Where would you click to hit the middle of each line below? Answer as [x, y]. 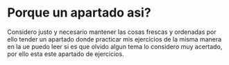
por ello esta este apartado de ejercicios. [66, 54]
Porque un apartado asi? [79, 13]
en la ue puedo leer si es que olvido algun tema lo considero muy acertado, [115, 46]
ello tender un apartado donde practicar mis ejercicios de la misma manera [114, 39]
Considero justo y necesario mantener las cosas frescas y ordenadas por [112, 32]
